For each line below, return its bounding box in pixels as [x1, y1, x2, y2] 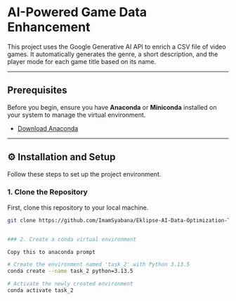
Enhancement [7, 19, 91, 35]
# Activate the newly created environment [7, 281, 133, 288]
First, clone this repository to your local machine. [7, 203, 149, 212]
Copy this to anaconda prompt [7, 248, 96, 255]
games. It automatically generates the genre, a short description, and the [7, 50, 218, 58]
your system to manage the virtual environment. [7, 110, 146, 119]
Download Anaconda [17, 124, 79, 132]
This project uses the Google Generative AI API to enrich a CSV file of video [7, 42, 226, 51]
